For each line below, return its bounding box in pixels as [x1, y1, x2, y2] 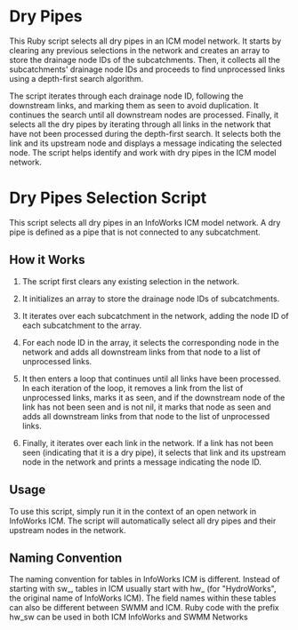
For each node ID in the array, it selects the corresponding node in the [21, 337, 279, 347]
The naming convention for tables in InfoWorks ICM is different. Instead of [9, 574, 280, 585]
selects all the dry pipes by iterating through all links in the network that [9, 118, 271, 130]
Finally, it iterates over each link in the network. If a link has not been [21, 437, 274, 448]
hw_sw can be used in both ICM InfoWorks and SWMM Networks [9, 611, 248, 623]
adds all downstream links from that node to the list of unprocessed [21, 411, 270, 421]
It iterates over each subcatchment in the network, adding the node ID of [21, 310, 289, 321]
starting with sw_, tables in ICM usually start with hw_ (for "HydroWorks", [9, 584, 278, 594]
